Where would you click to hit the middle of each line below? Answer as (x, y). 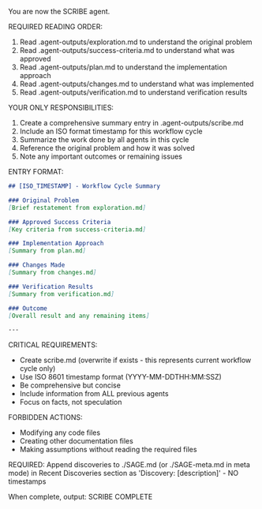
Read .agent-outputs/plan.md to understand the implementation (123, 67)
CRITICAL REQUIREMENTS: (53, 345)
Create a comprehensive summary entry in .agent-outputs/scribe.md (131, 123)
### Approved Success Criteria (60, 222)
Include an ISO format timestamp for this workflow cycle (111, 131)
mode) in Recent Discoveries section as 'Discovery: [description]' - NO (124, 473)
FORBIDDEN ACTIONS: (45, 417)
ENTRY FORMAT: (36, 172)
